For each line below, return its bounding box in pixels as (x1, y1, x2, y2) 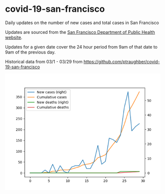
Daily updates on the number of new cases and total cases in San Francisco (5, 20, 159, 26)
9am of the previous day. (5, 49, 56, 55)
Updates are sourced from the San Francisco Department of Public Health (5, 29, 155, 35)
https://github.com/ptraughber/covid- (83, 58, 160, 64)
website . (5, 34, 23, 40)
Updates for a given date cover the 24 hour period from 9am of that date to (5, 44, 158, 50)
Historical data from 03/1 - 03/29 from (5, 58, 83, 64)
